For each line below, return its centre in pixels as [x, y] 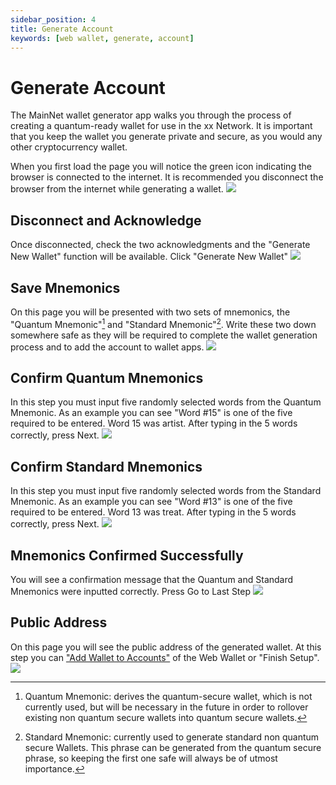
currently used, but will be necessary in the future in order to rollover [166, 707]
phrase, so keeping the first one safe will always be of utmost [151, 758]
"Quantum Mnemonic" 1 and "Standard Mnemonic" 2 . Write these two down [163, 323]
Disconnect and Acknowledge [106, 220]
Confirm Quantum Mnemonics [107, 377]
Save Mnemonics [65, 287]
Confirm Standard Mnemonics [106, 466]
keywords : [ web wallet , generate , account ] [102, 38]
